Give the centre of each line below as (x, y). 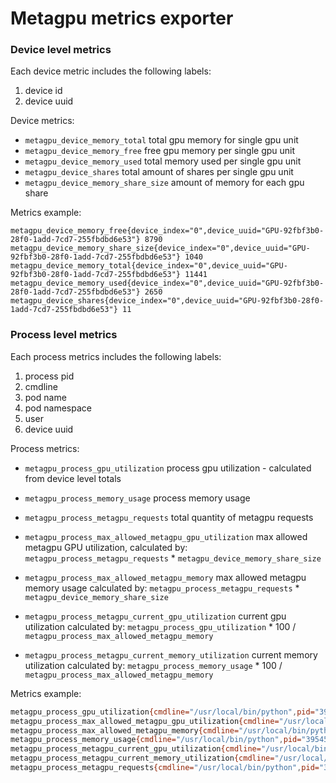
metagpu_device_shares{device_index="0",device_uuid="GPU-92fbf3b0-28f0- (167, 301)
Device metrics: (42, 121)
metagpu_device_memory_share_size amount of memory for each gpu (164, 183)
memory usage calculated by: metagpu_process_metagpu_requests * (162, 588)
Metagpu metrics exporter (122, 18)
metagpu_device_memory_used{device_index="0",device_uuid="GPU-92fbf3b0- (167, 283)
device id (43, 91)
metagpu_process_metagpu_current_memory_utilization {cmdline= (142, 758)
